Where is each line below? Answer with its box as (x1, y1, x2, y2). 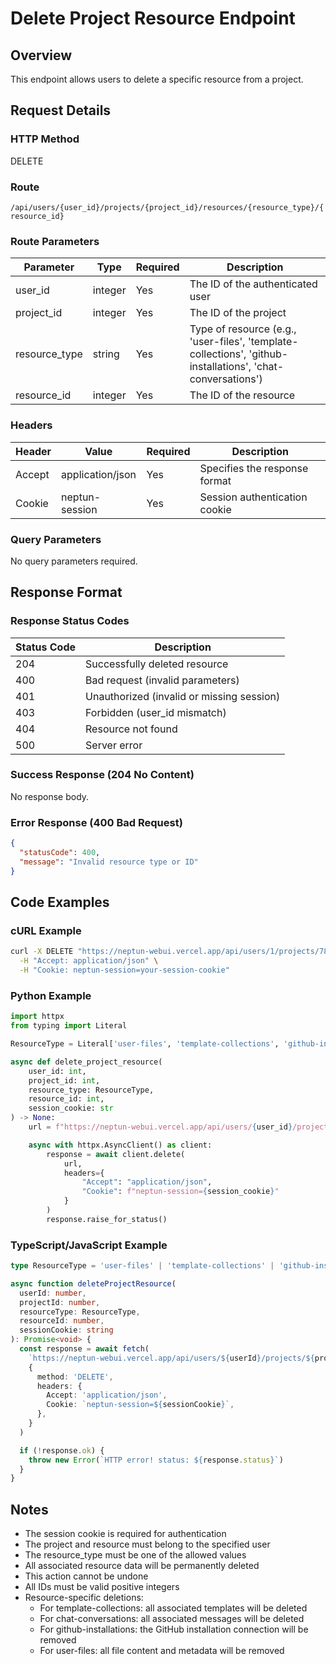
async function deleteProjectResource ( (10, 1278, 177, 1289)
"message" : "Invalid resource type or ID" (19, 857, 199, 867)
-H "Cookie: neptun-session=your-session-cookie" (19, 965, 230, 976)
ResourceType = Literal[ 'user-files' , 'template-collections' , (10, 1039, 280, 1049)
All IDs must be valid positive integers (24, 1581, 180, 1593)
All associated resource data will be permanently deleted (24, 1560, 260, 1572)
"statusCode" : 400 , (19, 848, 101, 858)
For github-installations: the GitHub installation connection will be (39, 1623, 309, 1636)
